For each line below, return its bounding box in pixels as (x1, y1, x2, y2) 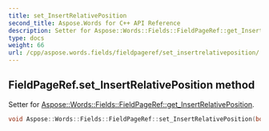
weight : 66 (8, 42, 45, 50)
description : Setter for (8, 26, 91, 34)
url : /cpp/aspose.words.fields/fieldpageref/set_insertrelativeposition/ (8, 49, 260, 57)
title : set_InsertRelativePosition (8, 11, 127, 20)
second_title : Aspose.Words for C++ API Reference (8, 19, 181, 27)
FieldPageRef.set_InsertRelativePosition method (8, 78, 255, 92)
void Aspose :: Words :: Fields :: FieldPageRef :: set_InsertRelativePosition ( (8, 115, 256, 123)
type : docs (8, 34, 45, 42)
